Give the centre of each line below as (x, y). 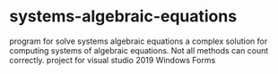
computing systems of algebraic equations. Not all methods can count (139, 50)
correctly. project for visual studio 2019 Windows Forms (113, 60)
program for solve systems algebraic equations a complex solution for (139, 41)
